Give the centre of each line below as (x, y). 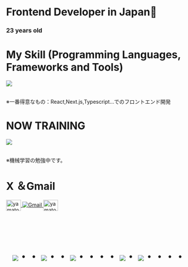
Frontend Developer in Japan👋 (82, 12)
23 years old (24, 31)
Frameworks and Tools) (65, 67)
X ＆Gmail (31, 187)
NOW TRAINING (46, 126)
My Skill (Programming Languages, (93, 55)
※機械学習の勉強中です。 (36, 160)
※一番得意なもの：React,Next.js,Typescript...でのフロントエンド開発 (88, 102)
